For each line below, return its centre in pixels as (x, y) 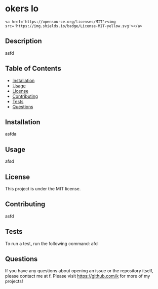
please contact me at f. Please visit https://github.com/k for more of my (78, 276)
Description (23, 41)
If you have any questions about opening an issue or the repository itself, (79, 271)
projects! (14, 281)
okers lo (22, 9)
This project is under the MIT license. (43, 189)
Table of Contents (33, 69)
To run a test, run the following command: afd (51, 243)
